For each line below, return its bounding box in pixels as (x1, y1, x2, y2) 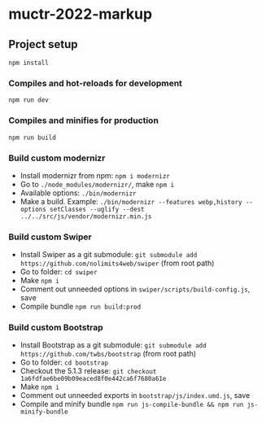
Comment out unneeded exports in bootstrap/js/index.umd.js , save (20, 391, 251, 400)
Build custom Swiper (8, 231, 92, 243)
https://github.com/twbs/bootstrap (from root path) (20, 349, 197, 359)
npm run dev (8, 96, 49, 104)
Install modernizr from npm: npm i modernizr (20, 170, 171, 180)
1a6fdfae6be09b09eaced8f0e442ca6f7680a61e (20, 375, 167, 383)
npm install (8, 59, 49, 67)
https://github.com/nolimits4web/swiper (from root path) (20, 258, 215, 269)
